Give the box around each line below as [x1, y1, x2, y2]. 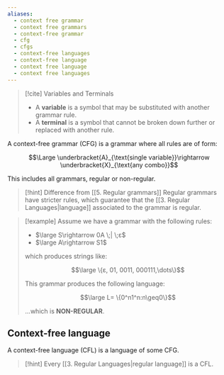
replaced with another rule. [35, 125, 115, 134]
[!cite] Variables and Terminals [24, 89, 114, 98]
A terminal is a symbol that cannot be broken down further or [35, 118, 215, 126]
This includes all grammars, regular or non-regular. [7, 174, 156, 183]
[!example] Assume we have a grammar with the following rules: [24, 217, 213, 225]
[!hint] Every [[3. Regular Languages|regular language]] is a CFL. [24, 359, 214, 369]
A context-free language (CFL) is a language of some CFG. [7, 346, 179, 354]
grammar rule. [35, 111, 77, 119]
